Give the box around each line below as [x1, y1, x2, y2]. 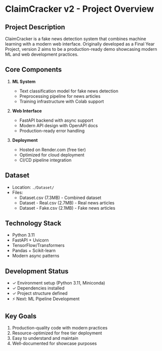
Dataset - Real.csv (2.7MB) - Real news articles [19, 199, 115, 206]
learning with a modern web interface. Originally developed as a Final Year [5, 41, 155, 47]
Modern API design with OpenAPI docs [19, 122, 98, 128]
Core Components [5, 66, 62, 74]
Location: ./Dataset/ [12, 184, 55, 190]
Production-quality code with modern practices [12, 325, 108, 331]
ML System [12, 78, 36, 84]
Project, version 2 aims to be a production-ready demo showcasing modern [5, 46, 158, 52]
